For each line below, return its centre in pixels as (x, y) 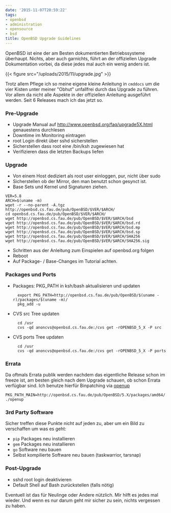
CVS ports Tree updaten (38, 337)
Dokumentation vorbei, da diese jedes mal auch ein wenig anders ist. (78, 64)
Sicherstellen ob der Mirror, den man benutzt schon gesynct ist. (80, 182)
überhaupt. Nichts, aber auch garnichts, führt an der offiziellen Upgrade (81, 58)
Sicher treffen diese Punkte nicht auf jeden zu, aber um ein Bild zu (75, 423)
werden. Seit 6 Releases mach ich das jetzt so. (54, 100)
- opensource (19, 29)
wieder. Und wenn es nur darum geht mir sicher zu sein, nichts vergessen (83, 500)
